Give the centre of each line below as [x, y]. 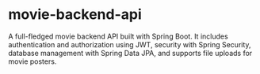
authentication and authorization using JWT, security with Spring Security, [130, 44]
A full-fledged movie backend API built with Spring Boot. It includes [118, 36]
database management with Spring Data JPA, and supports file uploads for [130, 53]
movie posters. [32, 61]
